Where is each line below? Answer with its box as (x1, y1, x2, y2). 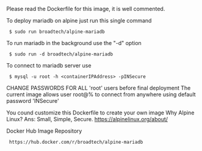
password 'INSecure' (6, 97, 59, 104)
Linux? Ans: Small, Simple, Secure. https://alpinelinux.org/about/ (6, 116, 168, 122)
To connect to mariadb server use (6, 62, 92, 69)
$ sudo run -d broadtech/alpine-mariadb (9, 51, 114, 57)
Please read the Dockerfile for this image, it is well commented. (6, 5, 165, 12)
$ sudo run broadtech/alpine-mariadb (9, 29, 105, 35)
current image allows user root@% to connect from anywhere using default (6, 91, 197, 98)
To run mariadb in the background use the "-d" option (6, 40, 142, 46)
